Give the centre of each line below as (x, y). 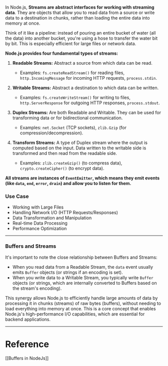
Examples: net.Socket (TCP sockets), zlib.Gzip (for (73, 128)
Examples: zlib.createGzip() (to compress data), (71, 163)
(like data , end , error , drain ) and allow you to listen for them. (68, 183)
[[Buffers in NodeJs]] (27, 358)
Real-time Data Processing (40, 223)
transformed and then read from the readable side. (65, 153)
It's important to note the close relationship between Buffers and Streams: (81, 257)
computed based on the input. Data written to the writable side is (79, 148)
